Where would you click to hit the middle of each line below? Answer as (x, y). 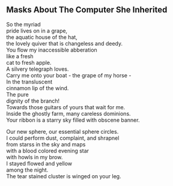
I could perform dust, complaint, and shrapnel (63, 138)
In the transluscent (29, 82)
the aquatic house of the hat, (42, 37)
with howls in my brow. (35, 157)
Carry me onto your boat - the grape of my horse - (69, 75)
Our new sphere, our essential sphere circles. (62, 131)
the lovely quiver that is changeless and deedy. (65, 43)
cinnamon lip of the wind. (38, 88)
